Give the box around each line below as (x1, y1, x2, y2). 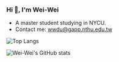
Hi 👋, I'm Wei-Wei (6, 5, 59, 14)
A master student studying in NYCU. (15, 19, 106, 27)
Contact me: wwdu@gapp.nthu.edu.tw (15, 26, 113, 33)
